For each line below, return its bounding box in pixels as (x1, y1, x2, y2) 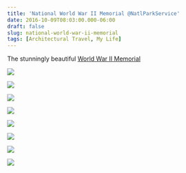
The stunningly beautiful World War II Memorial (7, 54, 141, 63)
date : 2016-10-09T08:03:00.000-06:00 (7, 17, 116, 23)
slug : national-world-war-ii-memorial (7, 29, 118, 37)
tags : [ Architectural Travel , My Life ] (7, 36, 122, 43)
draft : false (7, 23, 45, 30)
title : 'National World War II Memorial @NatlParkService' (7, 10, 180, 17)
